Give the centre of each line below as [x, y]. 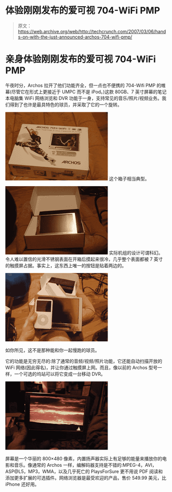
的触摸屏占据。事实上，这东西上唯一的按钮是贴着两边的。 [66, 265]
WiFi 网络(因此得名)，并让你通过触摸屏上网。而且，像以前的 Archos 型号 [81, 367]
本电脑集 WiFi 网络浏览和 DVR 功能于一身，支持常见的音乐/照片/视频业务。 [84, 98]
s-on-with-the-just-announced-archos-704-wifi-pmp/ [75, 37]
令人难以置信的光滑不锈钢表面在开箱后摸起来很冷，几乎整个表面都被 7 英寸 [84, 259]
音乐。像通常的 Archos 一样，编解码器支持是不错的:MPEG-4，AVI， [85, 465]
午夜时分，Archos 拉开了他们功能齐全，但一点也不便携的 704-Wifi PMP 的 [83, 85]
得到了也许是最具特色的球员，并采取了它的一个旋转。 [66, 104]
